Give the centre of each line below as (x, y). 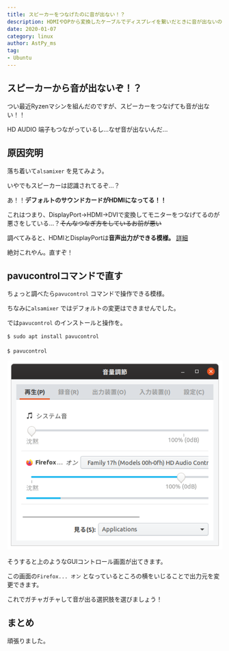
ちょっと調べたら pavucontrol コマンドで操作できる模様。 (88, 294)
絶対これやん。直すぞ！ (40, 252)
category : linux (30, 36)
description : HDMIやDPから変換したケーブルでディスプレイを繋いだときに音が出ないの (115, 22)
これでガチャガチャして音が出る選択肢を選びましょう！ (85, 599)
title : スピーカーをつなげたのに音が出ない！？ (66, 14)
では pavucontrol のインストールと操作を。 (67, 323)
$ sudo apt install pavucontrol (53, 337)
